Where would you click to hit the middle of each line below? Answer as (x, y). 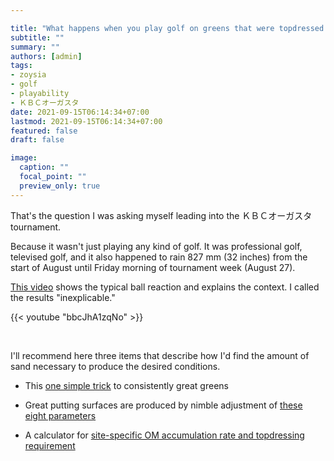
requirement (50, 445)
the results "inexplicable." (63, 297)
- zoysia (28, 75)
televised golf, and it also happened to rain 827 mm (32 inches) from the (159, 257)
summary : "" (35, 47)
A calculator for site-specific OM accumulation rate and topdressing (164, 435)
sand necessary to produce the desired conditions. (115, 366)
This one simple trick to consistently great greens (126, 385)
